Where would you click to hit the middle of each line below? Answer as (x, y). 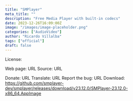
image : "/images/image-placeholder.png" (47, 28)
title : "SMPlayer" (24, 9)
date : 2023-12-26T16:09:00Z (33, 23)
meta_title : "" (20, 14)
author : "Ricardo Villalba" (33, 37)
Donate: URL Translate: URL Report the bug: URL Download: (65, 78)
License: (14, 59)
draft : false (18, 45)
